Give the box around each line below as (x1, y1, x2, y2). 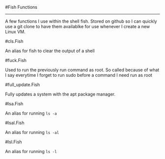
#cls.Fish (5, 38, 24, 44)
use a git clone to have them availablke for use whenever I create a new (5, 24, 150, 29)
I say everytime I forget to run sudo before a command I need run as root (5, 72, 152, 78)
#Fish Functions (5, 4, 38, 10)
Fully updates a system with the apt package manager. (5, 91, 115, 97)
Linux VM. (5, 29, 26, 34)
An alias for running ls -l (5, 149, 57, 154)
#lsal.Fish (5, 120, 25, 126)
